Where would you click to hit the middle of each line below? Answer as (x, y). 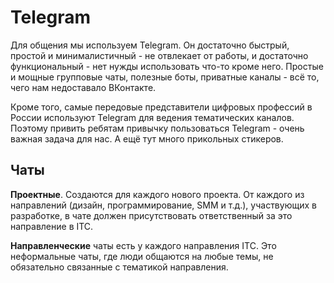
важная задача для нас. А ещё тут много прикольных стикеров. (147, 138)
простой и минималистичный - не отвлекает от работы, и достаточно (159, 55)
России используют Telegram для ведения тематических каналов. (152, 117)
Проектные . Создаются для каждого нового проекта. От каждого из (157, 194)
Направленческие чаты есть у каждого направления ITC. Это (143, 245)
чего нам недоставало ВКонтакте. (83, 87)
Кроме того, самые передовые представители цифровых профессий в (161, 107)
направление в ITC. (52, 226)
